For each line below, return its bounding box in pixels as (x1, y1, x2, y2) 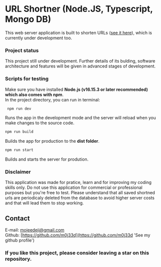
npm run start (5, 148, 34, 152)
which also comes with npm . (5, 91, 64, 98)
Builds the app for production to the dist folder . (5, 138, 100, 144)
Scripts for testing (5, 75, 49, 82)
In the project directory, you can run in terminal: (5, 97, 100, 102)
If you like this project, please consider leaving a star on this (5, 250, 149, 256)
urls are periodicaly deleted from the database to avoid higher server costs (5, 195, 155, 201)
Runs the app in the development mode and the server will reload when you (5, 115, 156, 121)
